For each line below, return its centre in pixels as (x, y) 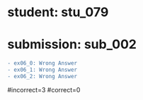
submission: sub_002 (72, 45)
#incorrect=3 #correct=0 (44, 89)
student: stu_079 (58, 12)
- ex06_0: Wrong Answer (42, 63)
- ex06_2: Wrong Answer (42, 76)
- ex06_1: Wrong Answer (42, 70)
